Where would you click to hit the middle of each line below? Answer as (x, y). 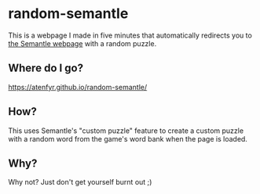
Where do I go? (46, 68)
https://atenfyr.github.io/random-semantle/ (78, 87)
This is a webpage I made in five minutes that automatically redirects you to (130, 35)
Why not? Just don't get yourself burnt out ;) (80, 182)
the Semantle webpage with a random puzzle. (82, 43)
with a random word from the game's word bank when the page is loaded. (128, 138)
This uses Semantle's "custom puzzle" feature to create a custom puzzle (126, 131)
